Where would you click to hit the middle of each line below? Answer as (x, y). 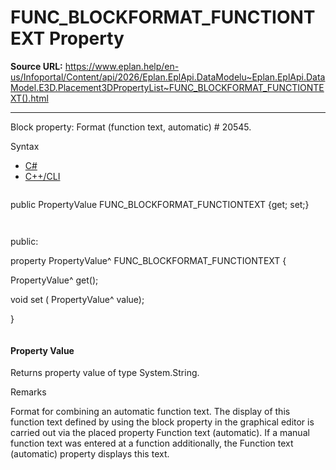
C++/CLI (42, 176)
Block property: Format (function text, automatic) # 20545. (131, 127)
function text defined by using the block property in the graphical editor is (162, 422)
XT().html (29, 98)
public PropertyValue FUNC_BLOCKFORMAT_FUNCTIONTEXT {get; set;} (160, 204)
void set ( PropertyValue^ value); (77, 299)
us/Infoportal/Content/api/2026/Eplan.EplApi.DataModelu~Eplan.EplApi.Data (168, 77)
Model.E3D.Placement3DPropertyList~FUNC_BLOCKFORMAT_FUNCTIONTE (167, 87)
